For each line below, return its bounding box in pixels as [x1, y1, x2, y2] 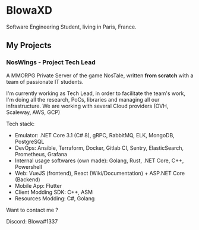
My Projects [6, 40, 52, 51]
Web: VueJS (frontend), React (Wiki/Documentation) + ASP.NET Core [14, 169, 185, 177]
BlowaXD [6, 4, 52, 17]
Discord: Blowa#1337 [6, 218, 58, 225]
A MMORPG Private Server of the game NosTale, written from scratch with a [6, 72, 194, 79]
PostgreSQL [14, 138, 45, 145]
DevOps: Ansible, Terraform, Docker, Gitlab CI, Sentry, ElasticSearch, [14, 144, 184, 152]
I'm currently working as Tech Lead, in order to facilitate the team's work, [6, 90, 186, 97]
